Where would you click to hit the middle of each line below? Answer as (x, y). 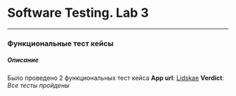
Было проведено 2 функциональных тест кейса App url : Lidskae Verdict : (116, 78)
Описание (23, 60)
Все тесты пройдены (38, 85)
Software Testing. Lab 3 (78, 13)
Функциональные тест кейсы (60, 43)
